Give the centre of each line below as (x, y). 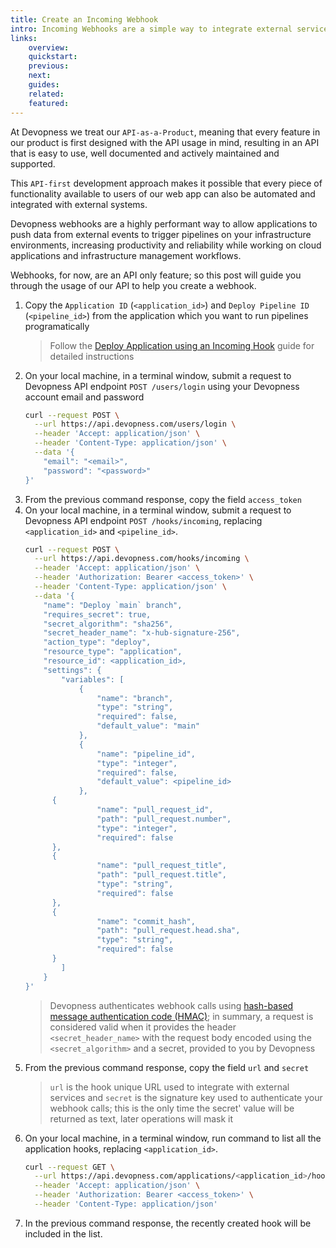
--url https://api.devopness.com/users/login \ (135, 424)
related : (46, 94)
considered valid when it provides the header (143, 1027)
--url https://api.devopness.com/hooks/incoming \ (142, 559)
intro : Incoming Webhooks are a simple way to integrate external (151, 29)
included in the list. (63, 1233)
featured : (49, 103)
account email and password (84, 397)
